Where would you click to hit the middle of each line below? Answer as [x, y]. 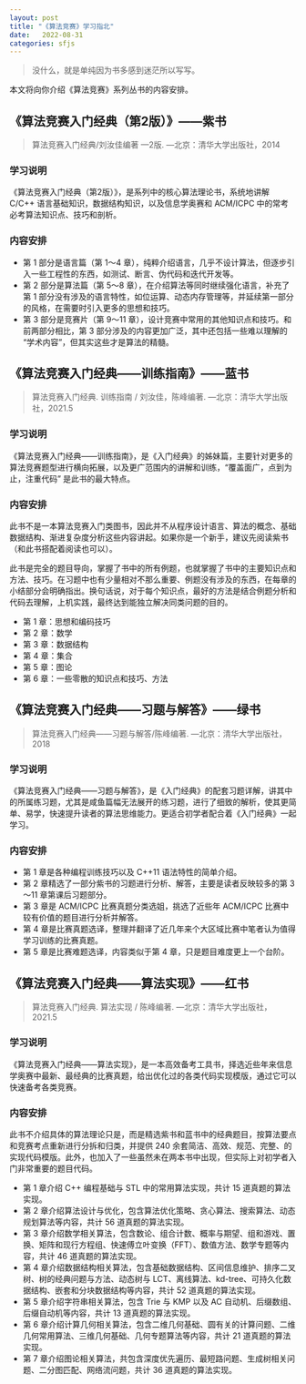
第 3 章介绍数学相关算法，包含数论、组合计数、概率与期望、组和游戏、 [155, 1233]
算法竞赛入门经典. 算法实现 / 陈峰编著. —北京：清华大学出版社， [152, 1007]
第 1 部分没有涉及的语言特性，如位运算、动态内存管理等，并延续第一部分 [158, 296]
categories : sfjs [42, 43]
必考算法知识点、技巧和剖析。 [65, 215]
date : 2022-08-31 [46, 35]
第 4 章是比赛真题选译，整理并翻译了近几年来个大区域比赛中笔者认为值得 [159, 929]
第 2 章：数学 [47, 633]
